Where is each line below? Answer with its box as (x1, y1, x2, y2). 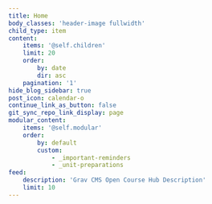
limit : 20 (22, 49, 56, 57)
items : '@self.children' (22, 42, 106, 50)
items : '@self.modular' (22, 124, 103, 132)
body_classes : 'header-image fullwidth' (8, 19, 146, 27)
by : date (37, 64, 67, 72)
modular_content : (8, 116, 67, 124)
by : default (37, 138, 78, 147)
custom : (37, 146, 63, 154)
